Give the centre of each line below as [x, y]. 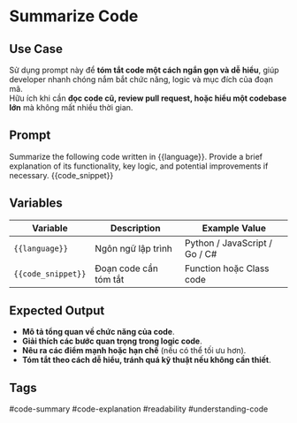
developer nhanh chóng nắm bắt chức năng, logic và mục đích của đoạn [141, 79]
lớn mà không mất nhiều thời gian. [71, 107]
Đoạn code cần [126, 268]
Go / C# [201, 253]
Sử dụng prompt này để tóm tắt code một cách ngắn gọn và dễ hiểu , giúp [145, 70]
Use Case [36, 49]
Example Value [234, 228]
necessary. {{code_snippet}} [61, 175]
